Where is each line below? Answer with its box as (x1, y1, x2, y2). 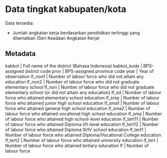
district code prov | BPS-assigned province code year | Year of (24, 68, 154, 74)
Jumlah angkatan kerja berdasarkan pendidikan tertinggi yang (12, 29, 140, 35)
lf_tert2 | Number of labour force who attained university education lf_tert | (5, 137, 159, 143)
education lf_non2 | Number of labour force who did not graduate (5, 78, 140, 84)
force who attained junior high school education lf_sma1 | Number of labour (5, 100, 160, 106)
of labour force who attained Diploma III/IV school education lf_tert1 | (5, 126, 146, 132)
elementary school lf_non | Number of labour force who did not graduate (5, 84, 155, 90)
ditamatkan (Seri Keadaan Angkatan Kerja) (12, 35, 100, 41)
